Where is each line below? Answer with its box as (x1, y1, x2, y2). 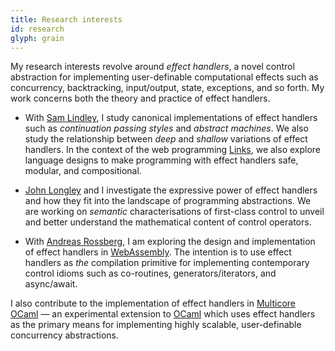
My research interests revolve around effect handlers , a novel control (10, 61, 295, 73)
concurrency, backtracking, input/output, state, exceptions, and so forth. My (10, 82, 325, 94)
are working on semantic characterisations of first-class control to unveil (24, 206, 325, 218)
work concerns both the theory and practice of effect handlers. (10, 92, 271, 105)
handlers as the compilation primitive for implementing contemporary (24, 257, 310, 269)
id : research (10, 24, 65, 34)
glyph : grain (10, 33, 65, 43)
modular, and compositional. (24, 165, 142, 177)
